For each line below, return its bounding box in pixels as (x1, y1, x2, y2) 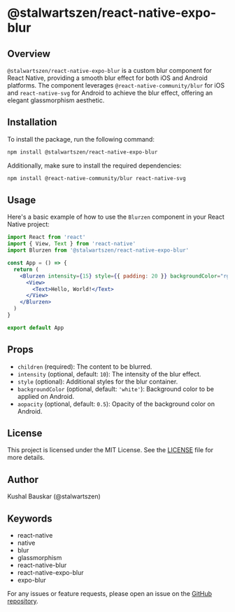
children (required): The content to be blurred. (17, 362, 152, 371)
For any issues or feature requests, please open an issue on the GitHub (7, 590, 212, 597)
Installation (7, 116, 57, 128)
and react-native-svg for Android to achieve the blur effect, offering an (7, 89, 213, 97)
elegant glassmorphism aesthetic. (7, 96, 105, 104)
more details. (7, 454, 45, 462)
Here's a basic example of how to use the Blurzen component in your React (7, 212, 225, 222)
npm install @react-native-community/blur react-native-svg (7, 175, 187, 182)
